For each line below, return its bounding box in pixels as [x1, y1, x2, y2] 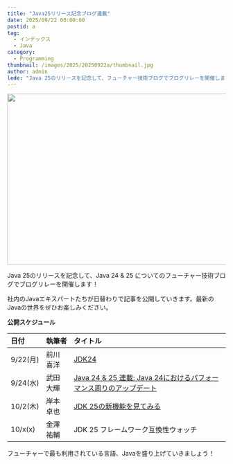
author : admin [7, 68, 49, 75]
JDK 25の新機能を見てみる [74, 402, 161, 411]
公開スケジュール [7, 318, 56, 326]
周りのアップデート [94, 384, 157, 393]
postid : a [7, 23, 36, 30]
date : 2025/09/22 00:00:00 [7, 17, 85, 24]
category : [7, 49, 36, 56]
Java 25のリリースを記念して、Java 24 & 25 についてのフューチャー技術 [7, 271, 214, 280]
